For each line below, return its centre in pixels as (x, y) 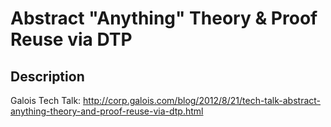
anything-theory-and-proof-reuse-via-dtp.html (107, 111)
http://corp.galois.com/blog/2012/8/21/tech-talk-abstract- (202, 100)
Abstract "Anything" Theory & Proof (164, 18)
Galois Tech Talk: (46, 100)
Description (47, 76)
